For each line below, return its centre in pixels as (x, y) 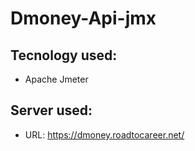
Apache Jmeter (56, 79)
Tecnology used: (64, 55)
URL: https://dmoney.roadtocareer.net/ (104, 134)
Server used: (51, 110)
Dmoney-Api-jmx (83, 18)
